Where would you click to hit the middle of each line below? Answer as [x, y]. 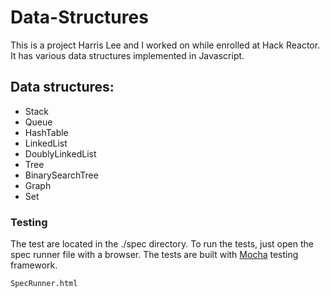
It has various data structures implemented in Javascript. [127, 55]
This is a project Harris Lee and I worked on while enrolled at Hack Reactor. [165, 45]
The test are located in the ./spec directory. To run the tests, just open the [162, 244]
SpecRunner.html [44, 284]
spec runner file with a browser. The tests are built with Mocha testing [154, 255]
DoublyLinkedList [60, 153]
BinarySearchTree [61, 175]
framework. [34, 265]
